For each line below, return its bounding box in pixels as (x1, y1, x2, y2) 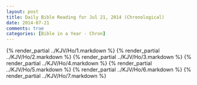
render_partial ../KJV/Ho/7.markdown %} (6, 73, 107, 80)
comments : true (6, 25, 44, 32)
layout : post (6, 8, 39, 15)
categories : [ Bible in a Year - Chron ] (6, 31, 106, 37)
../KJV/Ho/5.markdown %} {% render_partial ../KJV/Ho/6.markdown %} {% (6, 66, 192, 73)
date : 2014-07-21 (6, 20, 50, 26)
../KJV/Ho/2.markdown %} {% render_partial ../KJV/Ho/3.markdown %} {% (6, 53, 192, 61)
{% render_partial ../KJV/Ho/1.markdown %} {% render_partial (6, 47, 160, 54)
